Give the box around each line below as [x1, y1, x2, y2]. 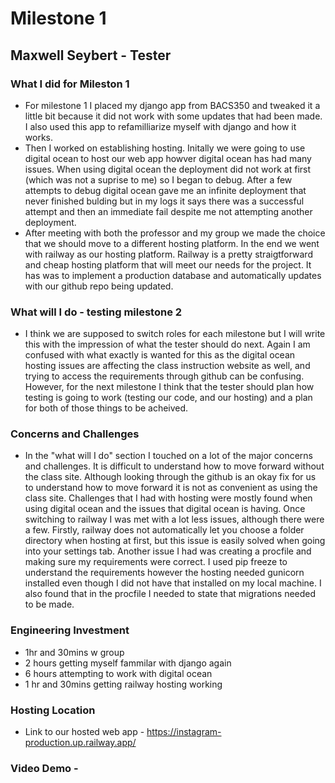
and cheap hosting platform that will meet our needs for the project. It [24, 258, 312, 271]
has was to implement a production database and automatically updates [24, 269, 322, 281]
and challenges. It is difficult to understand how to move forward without [24, 460, 325, 472]
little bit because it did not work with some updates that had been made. [24, 110, 323, 122]
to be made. [24, 598, 75, 611]
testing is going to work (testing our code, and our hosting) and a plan [24, 392, 313, 404]
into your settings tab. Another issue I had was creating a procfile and [24, 545, 312, 557]
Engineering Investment [10, 623, 130, 637]
